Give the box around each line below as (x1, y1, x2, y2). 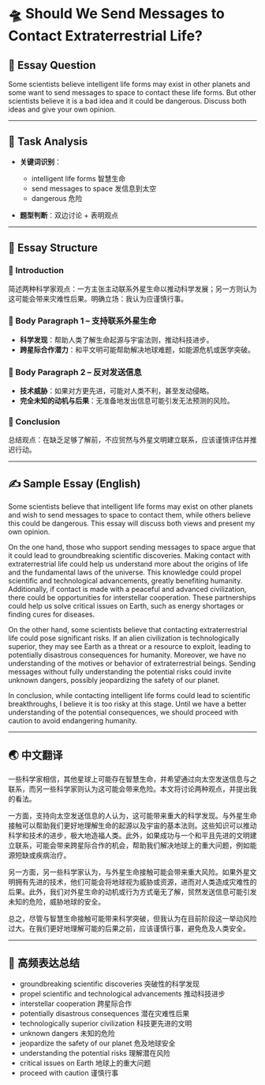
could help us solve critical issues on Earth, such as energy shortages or (8, 601, 244, 611)
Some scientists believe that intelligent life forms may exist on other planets (8, 502, 254, 511)
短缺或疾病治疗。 (14, 851, 71, 860)
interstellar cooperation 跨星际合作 (19, 999, 132, 1008)
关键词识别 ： (19, 157, 62, 166)
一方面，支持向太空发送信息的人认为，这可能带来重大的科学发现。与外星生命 (8, 811, 257, 821)
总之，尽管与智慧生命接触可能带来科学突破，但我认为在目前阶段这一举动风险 (8, 914, 257, 924)
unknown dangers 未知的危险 (19, 1028, 116, 1038)
